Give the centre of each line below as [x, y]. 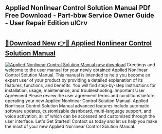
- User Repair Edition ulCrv [46, 23]
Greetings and [141, 65]
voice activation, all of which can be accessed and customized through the [80, 116]
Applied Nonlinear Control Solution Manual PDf [78, 8]
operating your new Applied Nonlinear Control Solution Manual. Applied [77, 101]
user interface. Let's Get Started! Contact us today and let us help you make [81, 121]
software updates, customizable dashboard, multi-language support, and [78, 111]
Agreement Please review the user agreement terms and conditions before [80, 96]
